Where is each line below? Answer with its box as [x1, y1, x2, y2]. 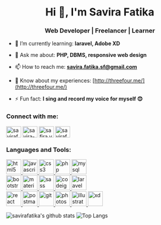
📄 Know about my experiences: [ [14, 77, 95, 84]
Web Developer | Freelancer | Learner [44, 27, 156, 35]
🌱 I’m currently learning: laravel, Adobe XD [14, 40, 121, 47]
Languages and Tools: [6, 145, 71, 154]
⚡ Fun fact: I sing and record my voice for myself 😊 [14, 95, 143, 103]
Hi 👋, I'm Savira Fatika [45, 5, 154, 19]
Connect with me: [6, 112, 59, 121]
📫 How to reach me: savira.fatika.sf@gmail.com [14, 64, 138, 71]
